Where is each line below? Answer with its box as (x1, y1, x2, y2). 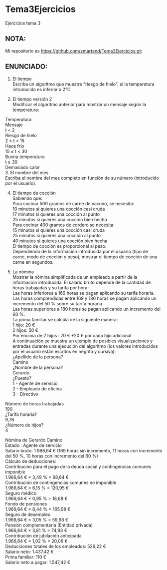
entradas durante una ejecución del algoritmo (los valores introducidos (12, 343, 158, 349)
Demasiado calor (5, 164, 40, 170)
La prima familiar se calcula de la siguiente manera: (12, 316, 118, 322)
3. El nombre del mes (5, 169, 49, 176)
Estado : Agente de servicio (5, 442, 62, 448)
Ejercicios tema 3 (5, 20, 41, 26)
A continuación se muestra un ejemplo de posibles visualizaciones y (12, 338, 153, 344)
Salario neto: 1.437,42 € (5, 548, 54, 554)
